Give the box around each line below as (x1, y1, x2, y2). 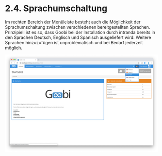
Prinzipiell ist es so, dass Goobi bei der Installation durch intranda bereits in (5, 29, 155, 35)
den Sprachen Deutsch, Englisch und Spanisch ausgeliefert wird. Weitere (5, 35, 151, 40)
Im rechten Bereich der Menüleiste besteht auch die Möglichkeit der (5, 19, 141, 25)
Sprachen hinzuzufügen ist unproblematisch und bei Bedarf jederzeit (5, 39, 143, 45)
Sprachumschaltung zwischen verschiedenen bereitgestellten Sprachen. (5, 24, 150, 30)
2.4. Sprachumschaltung (5, 3, 108, 14)
